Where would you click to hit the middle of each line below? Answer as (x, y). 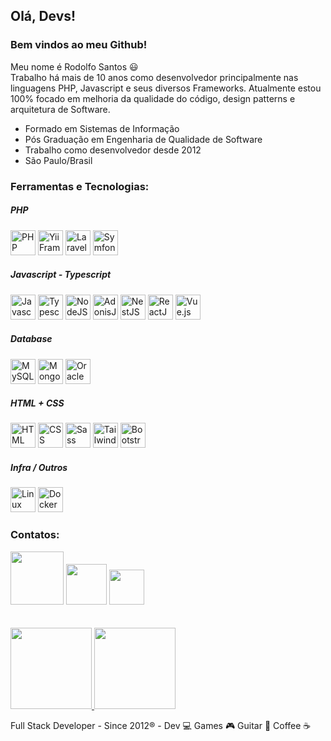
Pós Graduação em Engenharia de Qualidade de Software (143, 139)
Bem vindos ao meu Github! (79, 45)
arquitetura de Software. (60, 109)
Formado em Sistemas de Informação (102, 128)
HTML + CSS (37, 403)
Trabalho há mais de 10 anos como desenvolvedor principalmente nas (154, 77)
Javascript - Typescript (61, 275)
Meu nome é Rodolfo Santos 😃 (74, 66)
